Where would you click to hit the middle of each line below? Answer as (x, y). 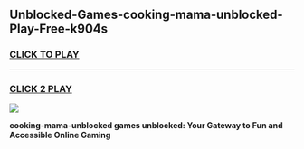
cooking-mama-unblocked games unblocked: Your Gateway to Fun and (146, 125)
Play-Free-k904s (59, 29)
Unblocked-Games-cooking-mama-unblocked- (146, 15)
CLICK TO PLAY (44, 55)
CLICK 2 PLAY (41, 88)
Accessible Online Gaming (60, 135)
